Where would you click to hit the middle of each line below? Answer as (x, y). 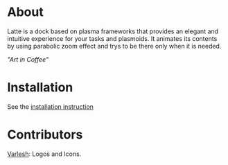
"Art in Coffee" (28, 59)
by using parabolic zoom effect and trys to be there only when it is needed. (114, 46)
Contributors (45, 135)
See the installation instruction (50, 106)
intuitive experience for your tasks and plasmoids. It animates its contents (112, 38)
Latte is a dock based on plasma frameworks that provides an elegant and (113, 31)
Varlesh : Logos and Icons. (44, 154)
